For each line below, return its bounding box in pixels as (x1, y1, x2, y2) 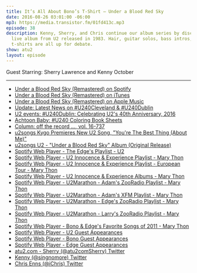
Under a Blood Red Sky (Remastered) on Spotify (14, 85, 131, 92)
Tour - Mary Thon (14, 166, 57, 173)
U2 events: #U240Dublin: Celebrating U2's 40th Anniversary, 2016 (14, 110, 176, 117)
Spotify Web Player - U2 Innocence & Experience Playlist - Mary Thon (14, 154, 184, 161)
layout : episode (6, 52, 46, 58)
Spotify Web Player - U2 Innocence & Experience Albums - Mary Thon (14, 173, 185, 180)
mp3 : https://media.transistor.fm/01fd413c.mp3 (6, 19, 125, 25)
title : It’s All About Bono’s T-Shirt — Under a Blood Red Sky (6, 8, 164, 15)
